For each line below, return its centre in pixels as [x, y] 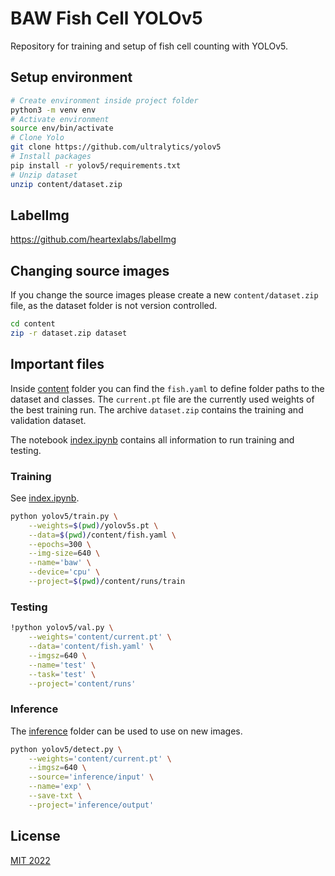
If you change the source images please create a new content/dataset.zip [164, 295]
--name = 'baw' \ [60, 563]
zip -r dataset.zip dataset [69, 333]
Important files [57, 364]
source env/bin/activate [62, 128]
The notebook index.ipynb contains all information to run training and [152, 439]
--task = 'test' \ [62, 674]
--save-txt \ [55, 796]
